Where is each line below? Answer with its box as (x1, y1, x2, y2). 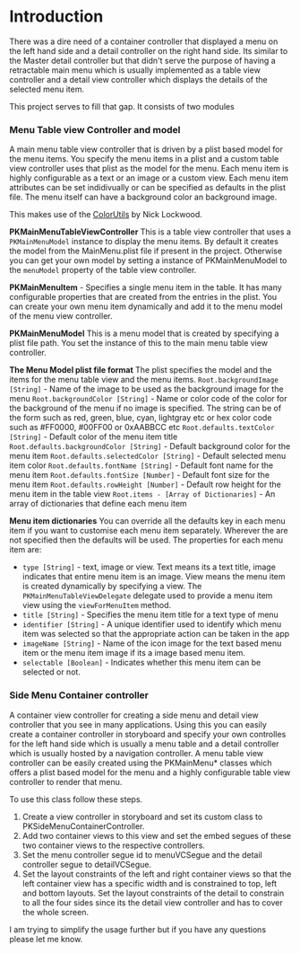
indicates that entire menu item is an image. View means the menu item (21, 571, 286, 582)
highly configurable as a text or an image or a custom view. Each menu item (9, 172, 289, 183)
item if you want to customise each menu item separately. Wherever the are (9, 525, 288, 536)
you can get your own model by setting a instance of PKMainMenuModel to (9, 255, 287, 266)
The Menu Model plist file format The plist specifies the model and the (9, 365, 272, 375)
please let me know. (9, 933, 83, 944)
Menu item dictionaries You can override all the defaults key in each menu (9, 516, 287, 526)
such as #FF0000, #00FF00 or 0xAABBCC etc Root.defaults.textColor (9, 422, 275, 433)
